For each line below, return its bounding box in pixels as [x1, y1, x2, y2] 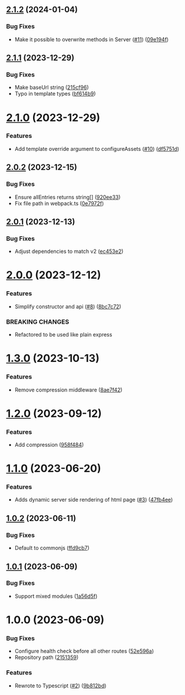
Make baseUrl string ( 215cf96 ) [14, 84, 90, 91]
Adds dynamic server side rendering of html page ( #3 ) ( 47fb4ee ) [14, 496, 173, 503]
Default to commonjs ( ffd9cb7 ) [14, 545, 90, 552]
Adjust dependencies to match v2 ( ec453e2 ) [14, 248, 124, 255]
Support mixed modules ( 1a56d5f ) [14, 592, 98, 600]
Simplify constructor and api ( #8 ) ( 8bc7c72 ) [14, 303, 122, 310]
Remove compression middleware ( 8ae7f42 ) [14, 386, 123, 393]
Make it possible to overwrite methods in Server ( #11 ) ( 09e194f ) [14, 35, 169, 43]
